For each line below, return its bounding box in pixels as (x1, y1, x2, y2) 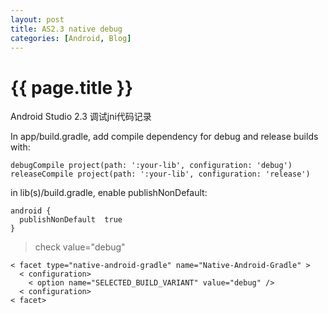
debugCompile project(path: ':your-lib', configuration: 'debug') (10, 161, 293, 171)
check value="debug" (34, 241, 126, 253)
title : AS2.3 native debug (10, 24, 123, 34)
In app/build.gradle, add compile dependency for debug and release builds (10, 131, 319, 143)
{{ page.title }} (10, 76, 134, 99)
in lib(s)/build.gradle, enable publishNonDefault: (10, 187, 208, 199)
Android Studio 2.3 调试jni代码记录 (10, 111, 152, 123)
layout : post (10, 14, 65, 25)
